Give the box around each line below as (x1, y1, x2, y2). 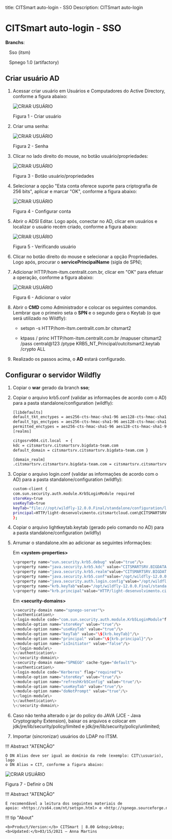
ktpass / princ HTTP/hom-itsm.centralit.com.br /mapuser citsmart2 (20, 335, 162, 341)
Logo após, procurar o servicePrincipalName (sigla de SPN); (12, 259, 142, 265)
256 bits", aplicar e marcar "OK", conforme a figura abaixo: (12, 188, 137, 194)
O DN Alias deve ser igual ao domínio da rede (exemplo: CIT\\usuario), (5, 753, 164, 758)
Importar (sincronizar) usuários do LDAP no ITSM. (12, 733, 118, 739)
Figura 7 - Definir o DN (5, 781, 53, 787)
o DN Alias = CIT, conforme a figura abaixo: (5, 762, 104, 767)
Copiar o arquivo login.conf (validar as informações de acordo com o (12, 471, 159, 477)
